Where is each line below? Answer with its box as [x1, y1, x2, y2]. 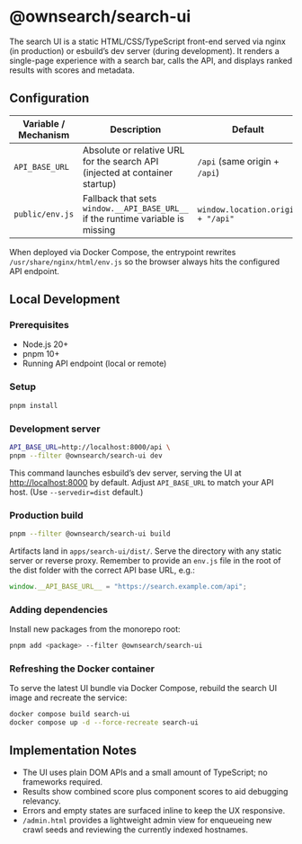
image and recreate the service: [9, 692, 128, 703]
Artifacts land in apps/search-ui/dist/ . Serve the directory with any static [9, 546, 282, 556]
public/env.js [13, 209, 75, 219]
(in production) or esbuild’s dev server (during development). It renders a [9, 45, 280, 56]
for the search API [82, 155, 159, 167]
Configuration [9, 91, 90, 106]
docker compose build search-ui [9, 710, 130, 719]
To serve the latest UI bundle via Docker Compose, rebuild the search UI [9, 683, 277, 694]
